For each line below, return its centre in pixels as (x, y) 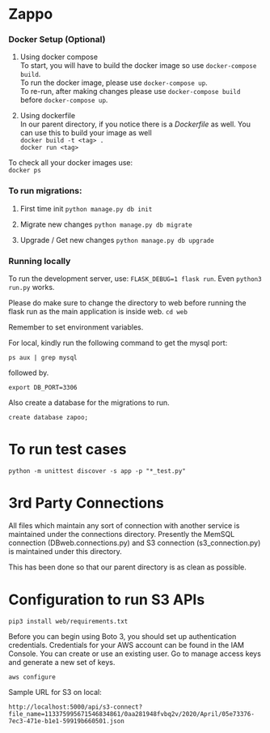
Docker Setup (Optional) (57, 40)
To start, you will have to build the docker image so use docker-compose (138, 66)
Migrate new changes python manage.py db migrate (106, 224)
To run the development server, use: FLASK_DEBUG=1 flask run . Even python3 (135, 279)
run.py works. (32, 288)
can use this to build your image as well (86, 133)
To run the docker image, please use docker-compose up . (114, 83)
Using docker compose (59, 57)
